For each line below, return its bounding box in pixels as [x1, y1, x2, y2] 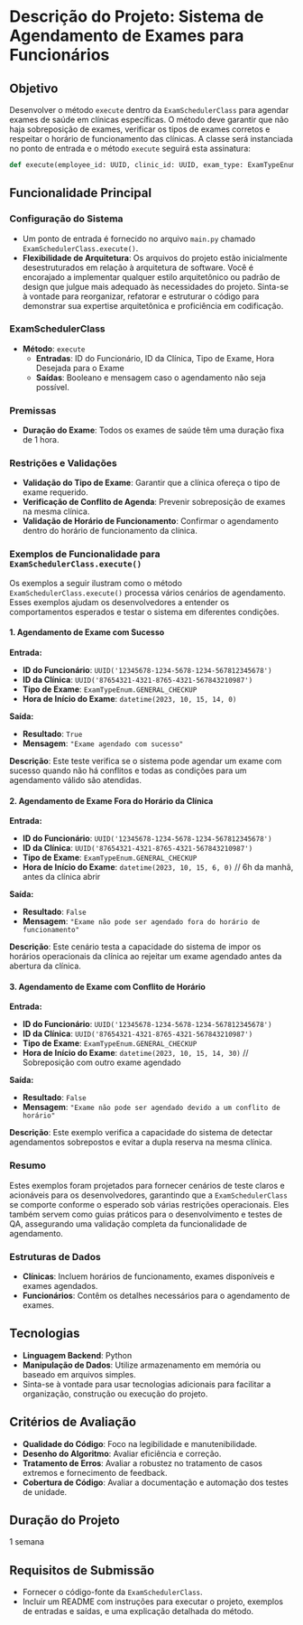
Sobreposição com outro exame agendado [22, 1057, 182, 1068]
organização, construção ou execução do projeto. [22, 1388, 208, 1399]
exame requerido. [22, 487, 88, 498]
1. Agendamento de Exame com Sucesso [9, 627, 165, 638]
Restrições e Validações [9, 457, 117, 470]
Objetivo [9, 80, 59, 96]
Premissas [9, 404, 57, 416]
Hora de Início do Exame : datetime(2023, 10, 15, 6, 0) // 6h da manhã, [22, 862, 294, 873]
